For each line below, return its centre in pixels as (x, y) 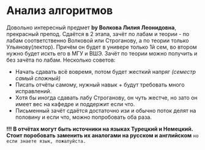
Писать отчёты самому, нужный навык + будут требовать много (100, 84)
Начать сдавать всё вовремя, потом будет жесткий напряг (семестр (106, 71)
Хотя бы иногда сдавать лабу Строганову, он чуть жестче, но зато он (106, 98)
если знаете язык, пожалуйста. (46, 141)
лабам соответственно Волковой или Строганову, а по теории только (98, 40)
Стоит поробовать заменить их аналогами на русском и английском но (102, 135)
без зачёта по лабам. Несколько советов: (61, 60)
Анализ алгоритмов (60, 11)
